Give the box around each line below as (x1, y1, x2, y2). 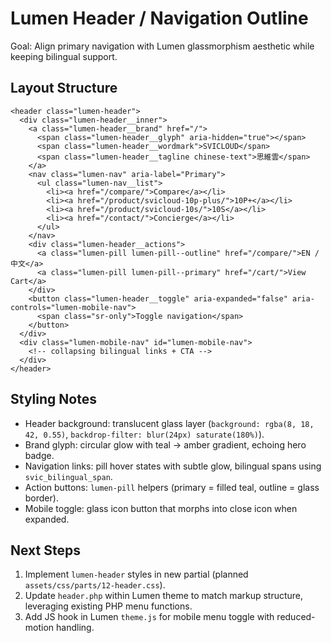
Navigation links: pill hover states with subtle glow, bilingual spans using (24, 460, 322, 472)
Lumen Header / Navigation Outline (10, 7, 309, 30)
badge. (24, 449, 55, 461)
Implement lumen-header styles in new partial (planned (24, 568, 249, 581)
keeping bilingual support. (10, 50, 118, 62)
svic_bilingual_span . (24, 470, 113, 482)
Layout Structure (10, 80, 118, 97)
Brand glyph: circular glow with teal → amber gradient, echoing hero (24, 438, 307, 451)
